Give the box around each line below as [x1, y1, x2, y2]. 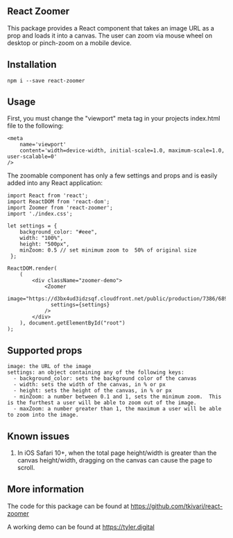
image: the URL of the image [7, 363, 92, 370]
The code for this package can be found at [7, 502, 130, 510]
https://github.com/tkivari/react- [130, 502, 223, 510]
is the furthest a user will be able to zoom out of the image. [7, 399, 197, 406]
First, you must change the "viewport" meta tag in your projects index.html [7, 114, 221, 123]
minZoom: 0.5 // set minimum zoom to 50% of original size [19, 247, 197, 254]
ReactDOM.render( [7, 265, 58, 272]
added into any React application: [7, 179, 103, 187]
